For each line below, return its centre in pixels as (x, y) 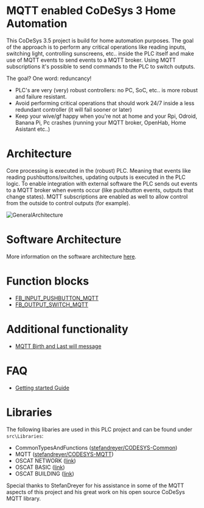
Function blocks (48, 281)
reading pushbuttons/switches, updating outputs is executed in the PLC (96, 177)
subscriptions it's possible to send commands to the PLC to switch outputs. (101, 66)
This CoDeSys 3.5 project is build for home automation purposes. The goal (100, 40)
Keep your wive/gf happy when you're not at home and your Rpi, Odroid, (106, 116)
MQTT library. (24, 498)
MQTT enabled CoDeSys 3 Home (91, 11)
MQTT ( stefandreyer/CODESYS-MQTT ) (64, 454)
